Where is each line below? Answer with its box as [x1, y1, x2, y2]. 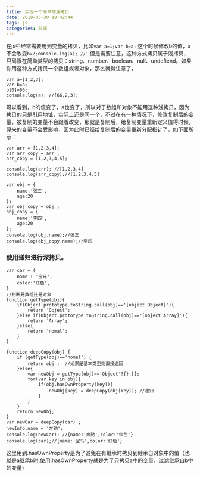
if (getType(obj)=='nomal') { [17, 354, 92, 360]
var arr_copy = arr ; [6, 150, 60, 157]
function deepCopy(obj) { [6, 349, 70, 355]
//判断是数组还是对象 [6, 292, 52, 298]
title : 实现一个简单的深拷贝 [6, 8, 70, 15]
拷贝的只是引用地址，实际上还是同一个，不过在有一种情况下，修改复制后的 [6, 111, 189, 118]
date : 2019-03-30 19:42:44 [6, 14, 73, 20]
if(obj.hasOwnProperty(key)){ [37, 381, 113, 388]
